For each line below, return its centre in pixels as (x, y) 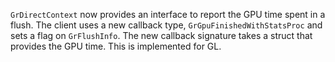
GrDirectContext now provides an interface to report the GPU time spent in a (168, 14)
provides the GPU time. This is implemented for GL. (116, 46)
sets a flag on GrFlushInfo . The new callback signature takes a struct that (161, 35)
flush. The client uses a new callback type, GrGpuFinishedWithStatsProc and (166, 25)
